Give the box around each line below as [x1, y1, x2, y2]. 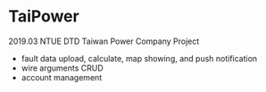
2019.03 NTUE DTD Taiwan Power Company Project [8, 36, 200, 46]
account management [21, 71, 103, 82]
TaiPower [8, 6, 79, 27]
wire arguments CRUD [21, 63, 104, 73]
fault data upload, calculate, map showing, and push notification [21, 53, 258, 63]
